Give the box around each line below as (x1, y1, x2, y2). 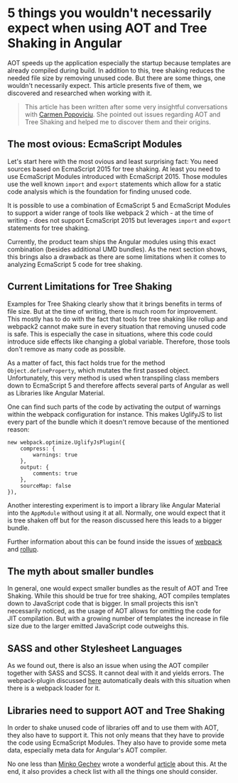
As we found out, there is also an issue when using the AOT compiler (7, 662, 210, 670)
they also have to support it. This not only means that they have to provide (7, 731, 225, 739)
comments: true (33, 470, 78, 477)
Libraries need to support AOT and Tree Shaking (7, 704, 225, 716)
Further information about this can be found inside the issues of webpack (7, 537, 222, 546)
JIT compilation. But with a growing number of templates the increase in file (7, 614, 229, 623)
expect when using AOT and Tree (7, 20, 207, 36)
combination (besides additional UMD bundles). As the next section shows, (7, 245, 227, 253)
